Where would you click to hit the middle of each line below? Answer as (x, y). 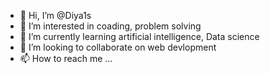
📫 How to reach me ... (66, 58)
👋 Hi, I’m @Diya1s (55, 15)
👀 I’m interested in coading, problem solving (110, 26)
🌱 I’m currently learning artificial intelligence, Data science (139, 36)
